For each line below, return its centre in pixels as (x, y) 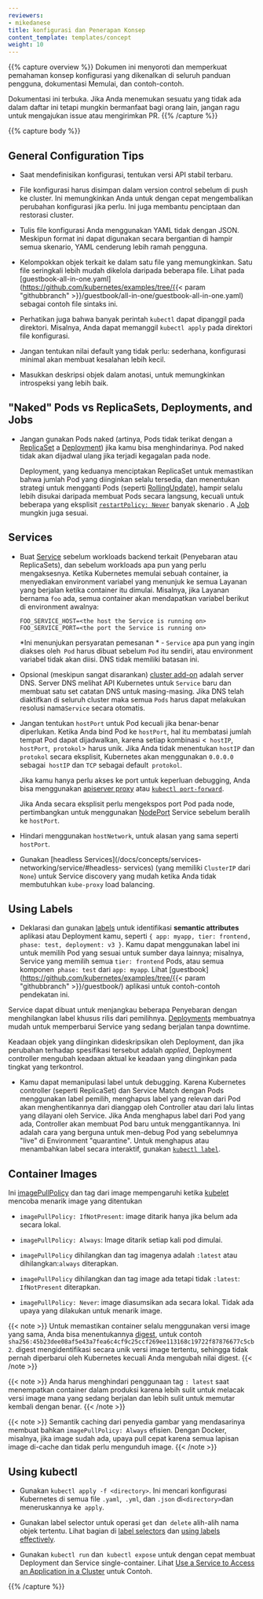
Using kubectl (43, 1472)
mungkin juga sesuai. (54, 513)
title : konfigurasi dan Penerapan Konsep (77, 30)
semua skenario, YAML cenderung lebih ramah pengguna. (113, 247)
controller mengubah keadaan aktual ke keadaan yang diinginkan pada (122, 1059)
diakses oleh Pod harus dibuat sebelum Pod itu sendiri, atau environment (136, 650)
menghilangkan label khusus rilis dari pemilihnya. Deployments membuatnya (131, 1019)
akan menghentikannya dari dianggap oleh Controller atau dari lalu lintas (137, 1107)
